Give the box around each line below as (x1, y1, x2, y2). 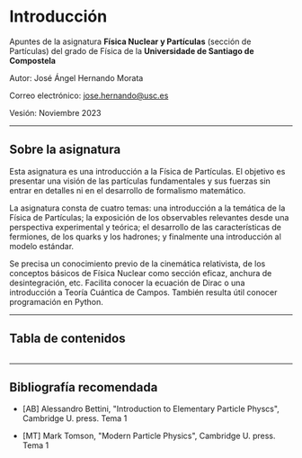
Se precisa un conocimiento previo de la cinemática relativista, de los (9, 258, 266, 269)
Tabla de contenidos (9, 331, 126, 346)
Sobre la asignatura (9, 142, 121, 157)
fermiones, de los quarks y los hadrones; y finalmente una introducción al (9, 231, 281, 242)
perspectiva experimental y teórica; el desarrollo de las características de (9, 221, 281, 232)
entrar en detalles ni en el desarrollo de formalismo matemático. (9, 184, 246, 195)
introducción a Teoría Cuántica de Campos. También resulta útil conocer (9, 286, 278, 298)
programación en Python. (9, 296, 103, 307)
